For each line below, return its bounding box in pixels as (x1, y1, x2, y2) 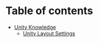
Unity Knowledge (14, 24, 57, 31)
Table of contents (5, 4, 94, 18)
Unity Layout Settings (22, 29, 75, 37)
